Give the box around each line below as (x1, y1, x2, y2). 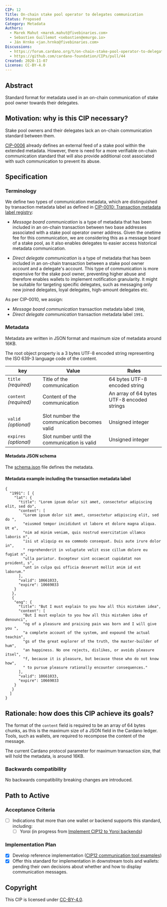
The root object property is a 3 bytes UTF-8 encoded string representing (5, 350, 155, 356)
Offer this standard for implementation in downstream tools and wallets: (12, 858, 160, 864)
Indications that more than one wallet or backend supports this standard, (12, 817, 162, 823)
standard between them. (5, 132, 56, 138)
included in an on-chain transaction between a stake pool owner (12, 260, 145, 266)
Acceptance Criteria (5, 806, 55, 813)
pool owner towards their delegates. (5, 100, 80, 106)
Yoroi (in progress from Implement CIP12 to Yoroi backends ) (19, 828, 143, 834)
